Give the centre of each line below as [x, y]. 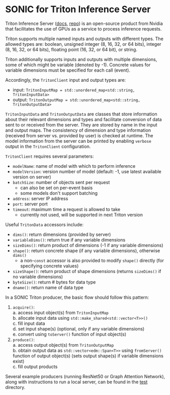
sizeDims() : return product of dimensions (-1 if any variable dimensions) [88, 245]
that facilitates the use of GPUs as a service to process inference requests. [83, 28]
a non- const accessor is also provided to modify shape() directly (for [92, 260]
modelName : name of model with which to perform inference [74, 166]
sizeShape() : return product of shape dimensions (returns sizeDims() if [87, 271]
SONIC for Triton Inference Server [78, 9]
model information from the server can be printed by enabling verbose [78, 141]
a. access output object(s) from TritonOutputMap [63, 345]
